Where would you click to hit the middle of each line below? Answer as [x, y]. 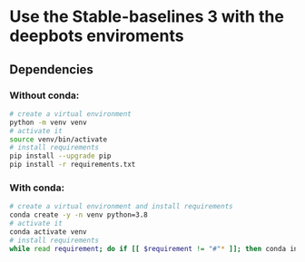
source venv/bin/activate [58, 139]
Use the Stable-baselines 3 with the [147, 17]
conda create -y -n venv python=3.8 [79, 215]
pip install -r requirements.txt [73, 165]
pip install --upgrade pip [60, 156]
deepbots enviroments [97, 36]
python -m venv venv [49, 122]
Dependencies [51, 69]
